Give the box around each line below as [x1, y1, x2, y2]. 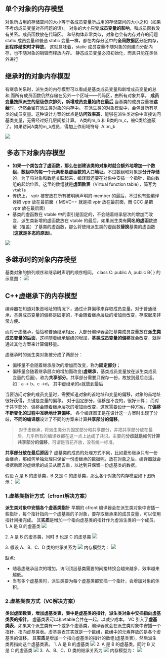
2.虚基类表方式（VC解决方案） [5, 598, 78, 605]
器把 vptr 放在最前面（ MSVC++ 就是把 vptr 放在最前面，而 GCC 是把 [12, 199, 153, 205]
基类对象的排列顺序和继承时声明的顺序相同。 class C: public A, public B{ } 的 [5, 270, 161, 276]
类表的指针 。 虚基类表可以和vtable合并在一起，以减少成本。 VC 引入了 [5, 616, 149, 622]
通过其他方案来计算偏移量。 [5, 341, 62, 347]
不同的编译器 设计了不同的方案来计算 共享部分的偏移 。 [14, 416, 122, 422]
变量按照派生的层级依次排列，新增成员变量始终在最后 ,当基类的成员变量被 [5, 98, 154, 104]
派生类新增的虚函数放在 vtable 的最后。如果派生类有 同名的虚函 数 [21, 218, 153, 223]
